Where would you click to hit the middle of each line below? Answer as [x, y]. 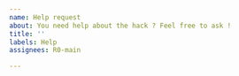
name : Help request [45, 17]
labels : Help [33, 42]
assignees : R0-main [45, 50]
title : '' [27, 34]
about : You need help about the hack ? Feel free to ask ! [120, 26]
